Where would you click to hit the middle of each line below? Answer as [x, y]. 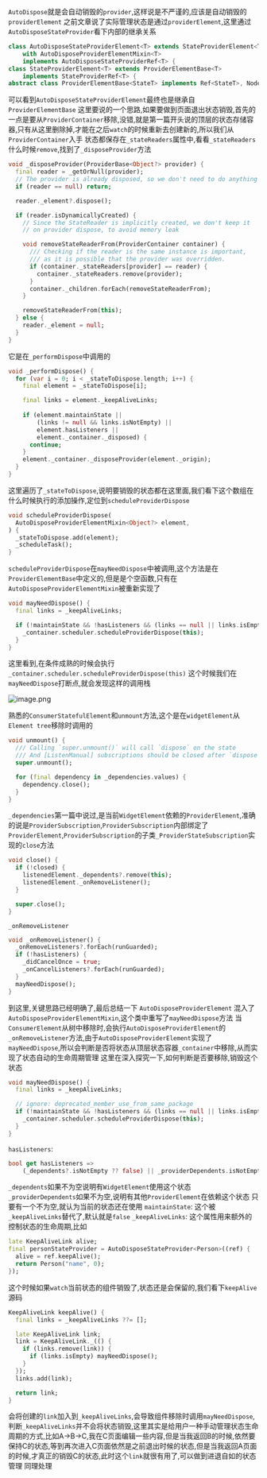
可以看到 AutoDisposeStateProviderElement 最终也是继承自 [102, 100]
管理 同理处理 [30, 1466]
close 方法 [38, 845]
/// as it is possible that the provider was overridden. [127, 259]
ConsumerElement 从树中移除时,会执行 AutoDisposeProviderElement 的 [117, 1027]
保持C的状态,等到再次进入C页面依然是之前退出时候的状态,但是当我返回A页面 [133, 1446]
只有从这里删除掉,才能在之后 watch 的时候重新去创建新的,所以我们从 [126, 130]
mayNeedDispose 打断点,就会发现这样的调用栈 [79, 683]
